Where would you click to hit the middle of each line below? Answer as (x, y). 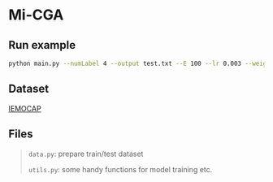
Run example (42, 45)
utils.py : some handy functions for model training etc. (120, 169)
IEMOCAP (25, 108)
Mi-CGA (36, 15)
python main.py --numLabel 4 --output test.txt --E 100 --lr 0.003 (125, 63)
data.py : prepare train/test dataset (86, 154)
